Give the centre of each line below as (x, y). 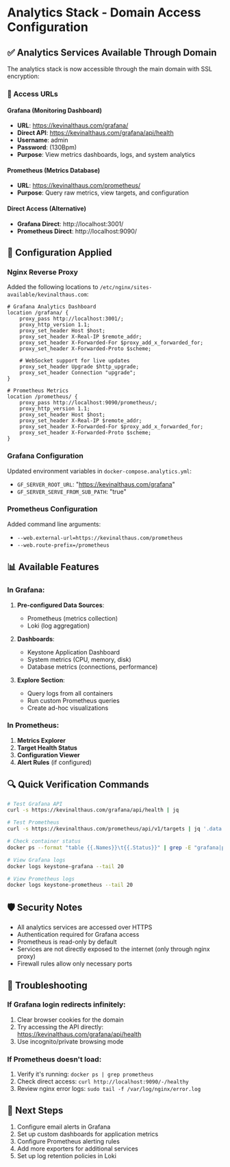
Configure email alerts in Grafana (64, 1127)
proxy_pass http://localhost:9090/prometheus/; (88, 403)
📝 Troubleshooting (47, 985)
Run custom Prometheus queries (73, 700)
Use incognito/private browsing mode (70, 1041)
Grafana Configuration (45, 456)
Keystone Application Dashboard (74, 652)
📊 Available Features (53, 567)
